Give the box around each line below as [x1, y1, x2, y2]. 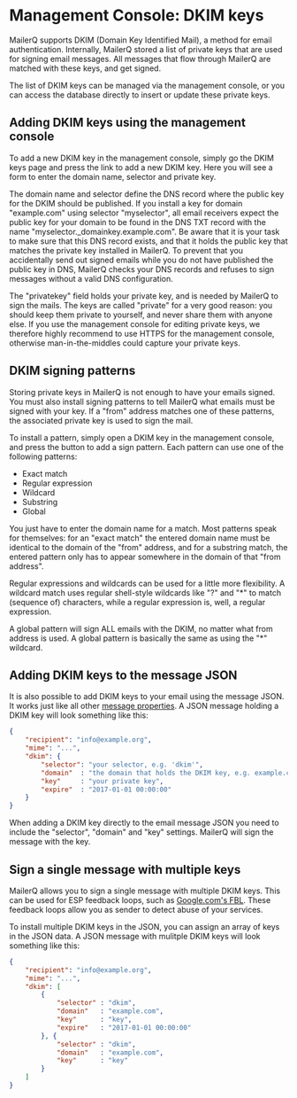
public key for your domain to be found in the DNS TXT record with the [9, 216, 267, 227]
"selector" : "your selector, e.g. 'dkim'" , [41, 759, 203, 769]
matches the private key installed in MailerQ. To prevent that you [9, 245, 244, 255]
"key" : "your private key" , [41, 776, 164, 785]
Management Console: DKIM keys [9, 5, 264, 26]
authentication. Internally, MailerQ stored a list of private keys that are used [9, 43, 283, 54]
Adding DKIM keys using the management [9, 115, 246, 130]
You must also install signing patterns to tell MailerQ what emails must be [9, 396, 276, 407]
